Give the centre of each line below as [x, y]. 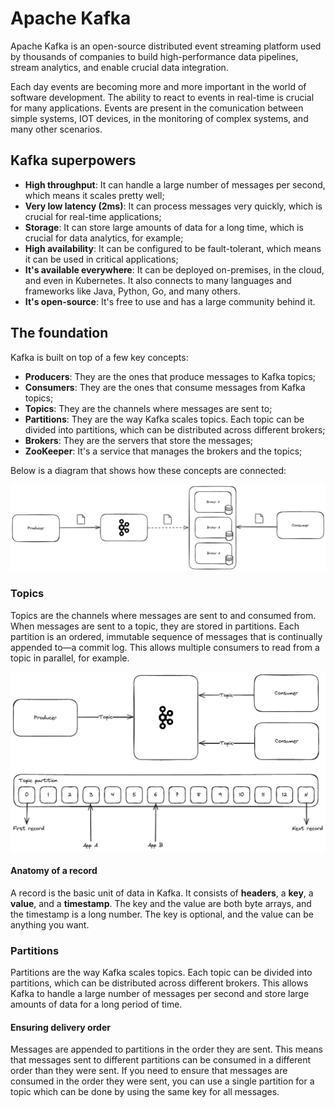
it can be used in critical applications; [101, 259]
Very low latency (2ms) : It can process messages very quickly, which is [173, 206]
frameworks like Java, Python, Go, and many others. [132, 291]
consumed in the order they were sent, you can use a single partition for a [162, 1081]
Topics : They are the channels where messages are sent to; [148, 408]
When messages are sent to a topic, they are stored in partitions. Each [155, 626]
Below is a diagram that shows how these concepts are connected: [148, 470]
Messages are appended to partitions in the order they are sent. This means [166, 1049]
